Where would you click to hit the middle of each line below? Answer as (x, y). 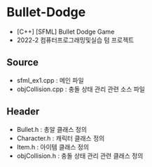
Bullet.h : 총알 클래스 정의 (52, 129)
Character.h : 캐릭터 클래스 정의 (61, 138)
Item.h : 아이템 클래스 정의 (53, 147)
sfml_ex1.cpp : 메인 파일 (50, 80)
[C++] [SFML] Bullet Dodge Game (65, 32)
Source (23, 63)
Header (23, 112)
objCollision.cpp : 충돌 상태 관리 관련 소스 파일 (81, 89)
